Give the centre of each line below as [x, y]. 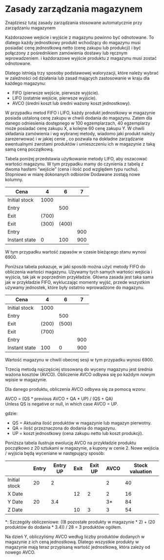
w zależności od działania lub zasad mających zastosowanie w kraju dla [77, 78]
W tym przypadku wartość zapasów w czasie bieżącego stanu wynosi [76, 252]
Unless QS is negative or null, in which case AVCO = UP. [62, 404]
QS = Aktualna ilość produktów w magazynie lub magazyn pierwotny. [82, 423]
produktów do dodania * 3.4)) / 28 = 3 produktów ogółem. [63, 527]
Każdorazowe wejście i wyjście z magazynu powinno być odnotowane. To [80, 37]
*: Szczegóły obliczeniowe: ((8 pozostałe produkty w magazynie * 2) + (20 [80, 522]
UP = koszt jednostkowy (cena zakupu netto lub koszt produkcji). [78, 433]
